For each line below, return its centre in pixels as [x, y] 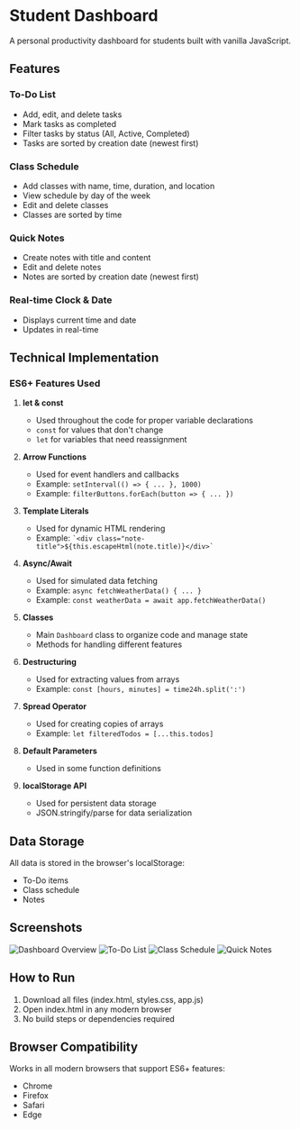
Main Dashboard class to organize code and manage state [142, 635]
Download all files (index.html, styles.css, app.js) [113, 999]
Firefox [36, 1096]
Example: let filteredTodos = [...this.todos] [125, 733]
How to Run [42, 978]
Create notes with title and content [86, 258]
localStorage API [55, 786]
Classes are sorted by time [72, 214]
